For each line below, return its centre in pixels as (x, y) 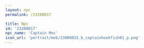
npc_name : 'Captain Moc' (32, 33)
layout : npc (18, 10)
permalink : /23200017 (28, 15)
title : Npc (17, 24)
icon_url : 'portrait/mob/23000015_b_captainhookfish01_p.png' (73, 38)
